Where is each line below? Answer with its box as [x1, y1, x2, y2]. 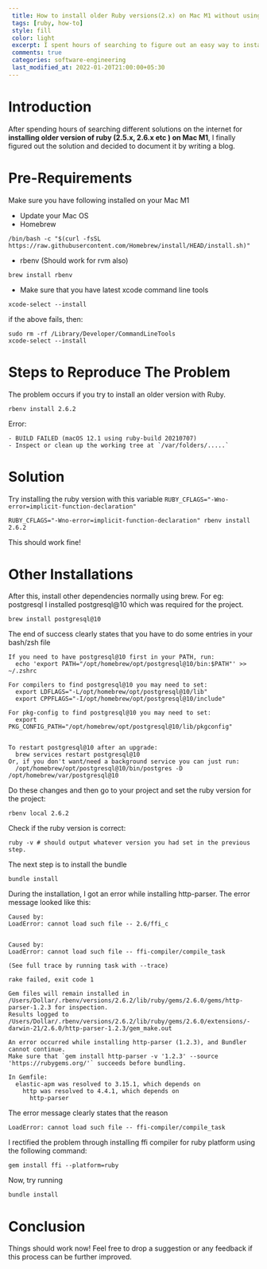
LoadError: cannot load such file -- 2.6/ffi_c [8, 920, 169, 928]
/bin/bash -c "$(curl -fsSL [8, 234, 102, 243]
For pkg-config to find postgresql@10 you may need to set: [8, 709, 212, 717]
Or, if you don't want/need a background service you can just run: [8, 758, 240, 766]
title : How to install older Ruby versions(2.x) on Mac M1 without [11, 11, 240, 20]
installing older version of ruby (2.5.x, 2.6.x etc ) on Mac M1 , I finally [8, 132, 236, 142]
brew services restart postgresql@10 [15, 750, 141, 759]
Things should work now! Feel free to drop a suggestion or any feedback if [8, 1244, 253, 1253]
